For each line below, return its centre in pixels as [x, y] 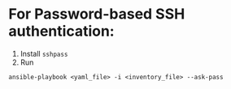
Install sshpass [44, 53]
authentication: [62, 31]
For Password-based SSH [97, 14]
